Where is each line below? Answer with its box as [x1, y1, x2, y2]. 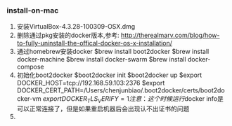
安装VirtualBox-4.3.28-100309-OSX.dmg [16, 22, 136, 31]
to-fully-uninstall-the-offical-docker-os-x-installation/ [16, 39, 173, 48]
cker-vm [16, 94, 41, 103]
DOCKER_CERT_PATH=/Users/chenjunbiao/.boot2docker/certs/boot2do [16, 86, 226, 94]
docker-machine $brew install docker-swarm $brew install [16, 55, 187, 64]
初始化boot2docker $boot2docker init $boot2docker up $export [16, 71, 202, 79]
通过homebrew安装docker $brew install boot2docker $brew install [16, 48, 210, 56]
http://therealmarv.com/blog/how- [121, 31, 220, 40]
